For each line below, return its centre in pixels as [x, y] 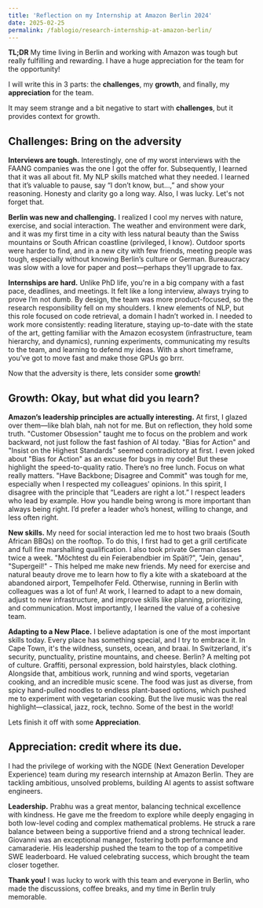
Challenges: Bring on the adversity [95, 141]
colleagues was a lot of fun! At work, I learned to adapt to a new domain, [126, 591]
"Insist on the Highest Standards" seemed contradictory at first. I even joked [131, 450]
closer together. [34, 865]
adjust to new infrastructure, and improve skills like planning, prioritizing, [126, 600]
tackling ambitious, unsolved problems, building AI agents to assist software [131, 782]
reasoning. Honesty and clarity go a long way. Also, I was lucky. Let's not [126, 194]
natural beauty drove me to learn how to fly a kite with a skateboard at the [128, 574]
